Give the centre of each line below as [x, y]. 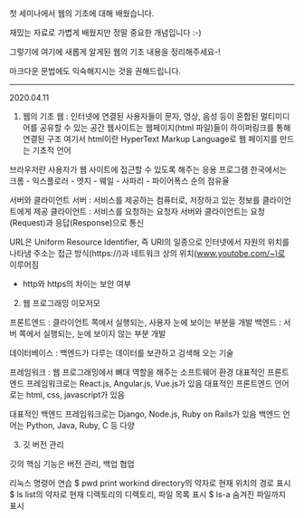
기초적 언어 [52, 150]
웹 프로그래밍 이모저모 [62, 303]
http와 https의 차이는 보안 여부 [76, 284]
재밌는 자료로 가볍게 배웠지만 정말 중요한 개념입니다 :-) [105, 33]
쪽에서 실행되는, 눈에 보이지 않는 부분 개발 [92, 334]
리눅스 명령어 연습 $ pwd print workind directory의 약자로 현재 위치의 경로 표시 [150, 483]
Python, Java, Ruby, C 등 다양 [81, 425]
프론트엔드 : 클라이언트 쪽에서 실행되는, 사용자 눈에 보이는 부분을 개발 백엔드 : [146, 322]
